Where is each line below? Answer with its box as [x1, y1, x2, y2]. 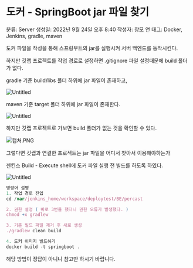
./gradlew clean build [6, 228, 62, 234]
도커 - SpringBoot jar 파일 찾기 [6, 5, 150, 19]
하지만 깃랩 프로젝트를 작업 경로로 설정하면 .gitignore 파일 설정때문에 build [6, 57, 177, 64]
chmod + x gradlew [6, 212, 49, 218]
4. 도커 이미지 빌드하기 [6, 239, 56, 245]
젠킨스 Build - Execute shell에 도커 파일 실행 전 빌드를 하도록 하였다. [6, 162, 163, 169]
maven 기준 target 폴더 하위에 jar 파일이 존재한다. [6, 100, 121, 107]
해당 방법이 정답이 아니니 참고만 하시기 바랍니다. [6, 255, 116, 262]
